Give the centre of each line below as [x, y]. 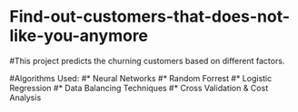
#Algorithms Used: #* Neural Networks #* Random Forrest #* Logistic [141, 78]
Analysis [25, 98]
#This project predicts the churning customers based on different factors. [147, 61]
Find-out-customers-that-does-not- [150, 17]
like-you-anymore [79, 36]
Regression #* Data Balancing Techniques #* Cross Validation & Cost [139, 88]
